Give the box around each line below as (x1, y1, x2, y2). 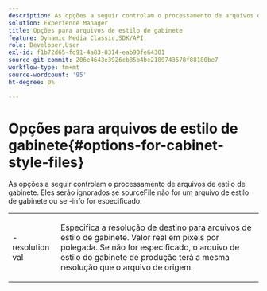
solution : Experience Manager (8, 19, 109, 27)
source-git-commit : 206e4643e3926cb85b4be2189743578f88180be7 (8, 56, 219, 64)
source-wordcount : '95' (8, 71, 87, 79)
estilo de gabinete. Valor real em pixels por (60, 232, 220, 243)
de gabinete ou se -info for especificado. (8, 196, 142, 206)
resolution (12, 242, 50, 253)
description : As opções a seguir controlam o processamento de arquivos (8, 11, 254, 20)
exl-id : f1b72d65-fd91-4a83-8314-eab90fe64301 (8, 48, 165, 56)
